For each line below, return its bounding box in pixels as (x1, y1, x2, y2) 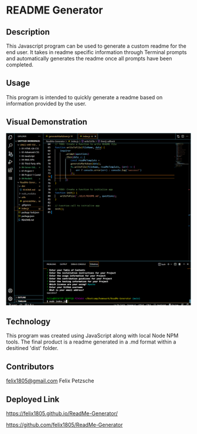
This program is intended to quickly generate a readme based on (6, 93, 163, 100)
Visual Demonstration (6, 117, 88, 127)
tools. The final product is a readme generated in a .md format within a (6, 338, 176, 345)
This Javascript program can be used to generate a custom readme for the (6, 42, 186, 49)
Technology (6, 317, 51, 327)
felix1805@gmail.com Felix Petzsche (6, 377, 94, 385)
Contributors (6, 362, 55, 372)
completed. (6, 61, 33, 68)
